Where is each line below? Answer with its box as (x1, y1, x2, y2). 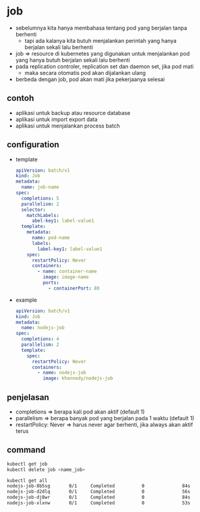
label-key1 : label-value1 (37, 246, 102, 252)
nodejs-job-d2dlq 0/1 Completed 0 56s (7, 488, 190, 495)
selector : (21, 207, 46, 213)
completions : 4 (21, 336, 60, 342)
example (15, 296, 37, 303)
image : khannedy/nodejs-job (42, 375, 113, 381)
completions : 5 (21, 195, 60, 201)
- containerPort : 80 (48, 285, 100, 291)
